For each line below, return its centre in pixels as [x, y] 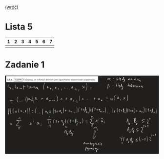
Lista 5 [19, 27]
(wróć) [12, 7]
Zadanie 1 [25, 65]
